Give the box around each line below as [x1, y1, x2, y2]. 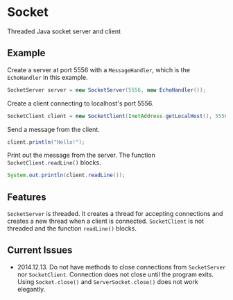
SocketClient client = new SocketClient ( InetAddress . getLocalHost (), [7, 112, 213, 119]
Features [7, 191, 46, 203]
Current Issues [7, 244, 73, 256]
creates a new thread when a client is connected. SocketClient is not [7, 217, 205, 226]
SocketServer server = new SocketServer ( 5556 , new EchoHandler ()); [7, 86, 207, 94]
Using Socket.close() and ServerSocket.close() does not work [17, 277, 199, 285]
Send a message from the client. [7, 125, 101, 133]
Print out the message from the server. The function [7, 151, 156, 160]
